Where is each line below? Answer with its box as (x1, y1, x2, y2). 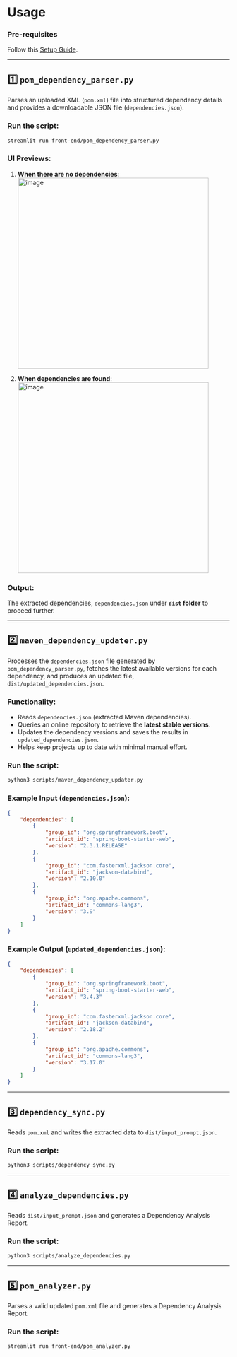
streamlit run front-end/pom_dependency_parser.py (7, 137, 159, 144)
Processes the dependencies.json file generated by (7, 657, 156, 665)
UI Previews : (7, 153, 51, 163)
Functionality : (7, 697, 56, 707)
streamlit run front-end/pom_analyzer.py (7, 1343, 131, 1350)
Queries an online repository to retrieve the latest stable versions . (17, 720, 211, 729)
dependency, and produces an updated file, (7, 671, 135, 680)
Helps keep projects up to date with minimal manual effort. (17, 743, 188, 751)
